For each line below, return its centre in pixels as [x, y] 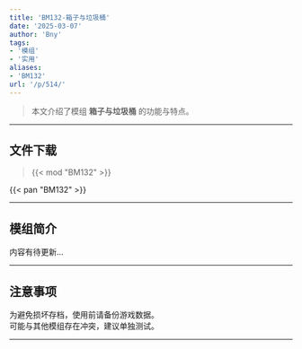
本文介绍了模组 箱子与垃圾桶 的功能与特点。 [112, 111]
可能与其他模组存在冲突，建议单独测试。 [84, 326]
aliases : [26, 68]
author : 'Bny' [36, 34]
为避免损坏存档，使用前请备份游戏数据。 [84, 315]
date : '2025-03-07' [46, 26]
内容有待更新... [37, 252]
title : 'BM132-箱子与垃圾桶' [60, 17]
